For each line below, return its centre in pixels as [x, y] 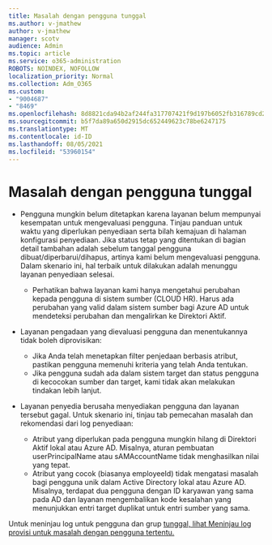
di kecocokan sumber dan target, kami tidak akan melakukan [134, 382]
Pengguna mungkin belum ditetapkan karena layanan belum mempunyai [140, 214]
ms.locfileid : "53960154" [52, 152]
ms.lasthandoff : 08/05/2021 [56, 144]
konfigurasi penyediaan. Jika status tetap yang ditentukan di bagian [133, 240]
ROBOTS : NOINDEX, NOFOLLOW [54, 69]
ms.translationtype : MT [49, 129]
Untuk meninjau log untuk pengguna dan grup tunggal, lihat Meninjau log [130, 524]
